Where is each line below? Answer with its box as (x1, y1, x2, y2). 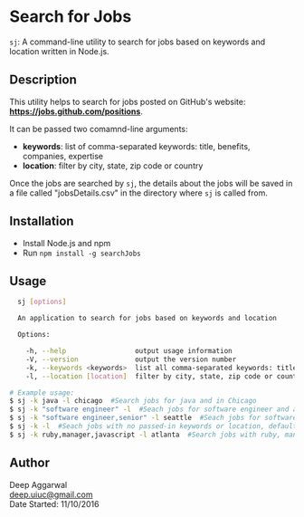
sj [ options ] (17, 297, 67, 307)
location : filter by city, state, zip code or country (22, 160, 204, 171)
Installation (9, 214, 74, 229)
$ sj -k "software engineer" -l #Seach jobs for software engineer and (9, 405, 290, 414)
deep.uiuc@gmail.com (9, 489, 93, 500)
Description (9, 72, 77, 88)
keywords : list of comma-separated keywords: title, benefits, (22, 140, 251, 151)
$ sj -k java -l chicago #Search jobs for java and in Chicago (9, 397, 257, 406)
